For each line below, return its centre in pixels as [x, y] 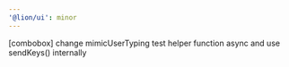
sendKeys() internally [48, 52]
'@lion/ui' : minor [43, 17]
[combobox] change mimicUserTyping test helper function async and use [144, 43]
